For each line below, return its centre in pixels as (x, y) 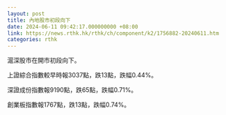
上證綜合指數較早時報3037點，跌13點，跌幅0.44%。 (82, 75)
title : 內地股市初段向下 (39, 20)
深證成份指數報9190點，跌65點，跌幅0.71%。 (72, 90)
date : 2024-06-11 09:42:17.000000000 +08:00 (73, 26)
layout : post (26, 14)
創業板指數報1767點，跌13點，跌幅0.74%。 (69, 105)
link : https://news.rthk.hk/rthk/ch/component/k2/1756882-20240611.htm (113, 33)
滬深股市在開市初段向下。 (44, 61)
